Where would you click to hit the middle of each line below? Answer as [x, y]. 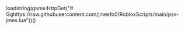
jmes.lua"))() [21, 20]
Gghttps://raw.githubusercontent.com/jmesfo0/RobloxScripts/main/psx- [92, 14]
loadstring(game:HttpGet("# [40, 8]
